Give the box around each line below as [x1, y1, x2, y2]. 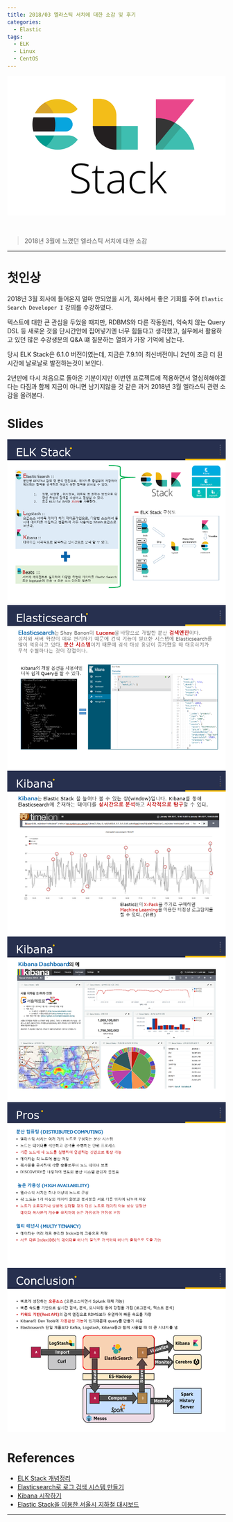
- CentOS [13, 56, 39, 63]
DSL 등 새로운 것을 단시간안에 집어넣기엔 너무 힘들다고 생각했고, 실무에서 [7, 326, 204, 335]
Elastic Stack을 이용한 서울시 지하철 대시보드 [17, 1500, 140, 1508]
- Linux [13, 48, 36, 55]
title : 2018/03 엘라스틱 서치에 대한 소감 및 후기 [7, 11, 137, 18]
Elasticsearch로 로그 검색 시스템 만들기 [17, 1482, 125, 1491]
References [7, 1450, 75, 1466]
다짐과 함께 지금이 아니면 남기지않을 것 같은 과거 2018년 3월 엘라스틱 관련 [19, 382, 218, 390]
